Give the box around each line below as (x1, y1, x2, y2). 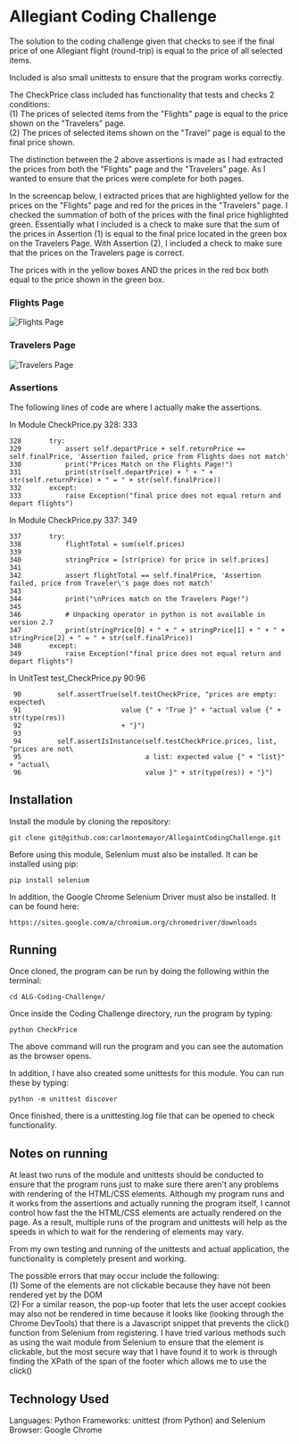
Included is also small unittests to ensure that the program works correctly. (9, 71, 284, 82)
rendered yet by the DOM (9, 1290, 103, 1300)
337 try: (9, 531, 66, 541)
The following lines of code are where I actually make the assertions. (9, 402, 262, 413)
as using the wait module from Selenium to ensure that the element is (9, 1337, 264, 1348)
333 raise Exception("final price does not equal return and (9, 491, 281, 500)
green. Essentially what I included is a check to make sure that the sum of (9, 219, 280, 230)
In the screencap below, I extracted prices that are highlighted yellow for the (9, 190, 290, 201)
